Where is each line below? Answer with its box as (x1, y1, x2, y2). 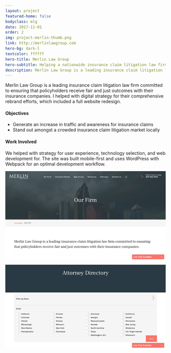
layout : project (5, 8, 40, 13)
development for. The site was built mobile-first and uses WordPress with (5, 155, 159, 161)
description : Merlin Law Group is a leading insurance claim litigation (5, 67, 163, 73)
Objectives (5, 110, 29, 116)
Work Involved (5, 138, 37, 145)
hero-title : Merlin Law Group (5, 57, 70, 62)
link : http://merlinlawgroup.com (5, 41, 76, 46)
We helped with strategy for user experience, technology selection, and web (5, 150, 166, 156)
